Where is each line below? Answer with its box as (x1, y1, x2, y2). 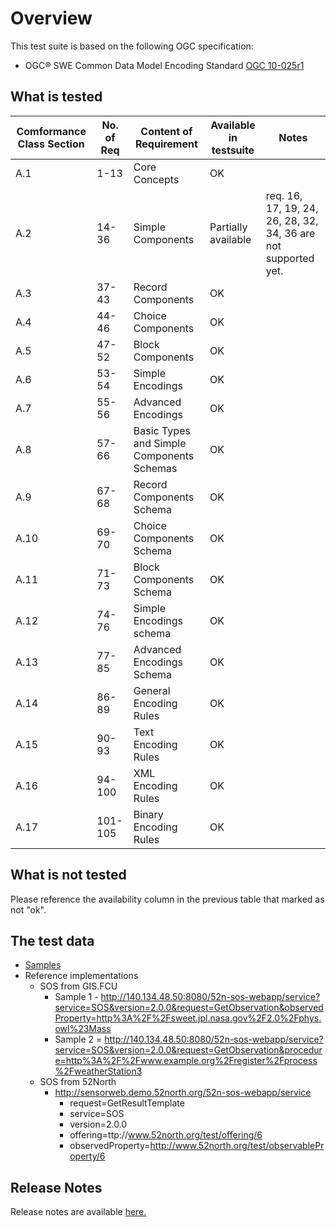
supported (265, 251, 315, 265)
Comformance (16, 124, 87, 138)
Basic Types (133, 423, 191, 437)
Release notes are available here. (10, 1206, 147, 1218)
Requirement (134, 137, 198, 151)
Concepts (133, 172, 180, 186)
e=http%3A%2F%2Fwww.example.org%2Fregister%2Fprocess (54, 1055, 318, 1067)
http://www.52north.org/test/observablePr (149, 1140, 325, 1152)
